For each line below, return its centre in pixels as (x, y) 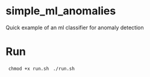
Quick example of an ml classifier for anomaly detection (75, 27)
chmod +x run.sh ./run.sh (41, 69)
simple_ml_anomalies (61, 11)
